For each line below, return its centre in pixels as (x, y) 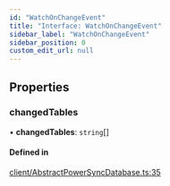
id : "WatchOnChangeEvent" (57, 17)
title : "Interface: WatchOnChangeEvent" (86, 26)
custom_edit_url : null (51, 51)
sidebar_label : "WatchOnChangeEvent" (80, 34)
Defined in (29, 152)
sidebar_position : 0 (48, 42)
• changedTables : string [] (59, 131)
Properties (39, 87)
